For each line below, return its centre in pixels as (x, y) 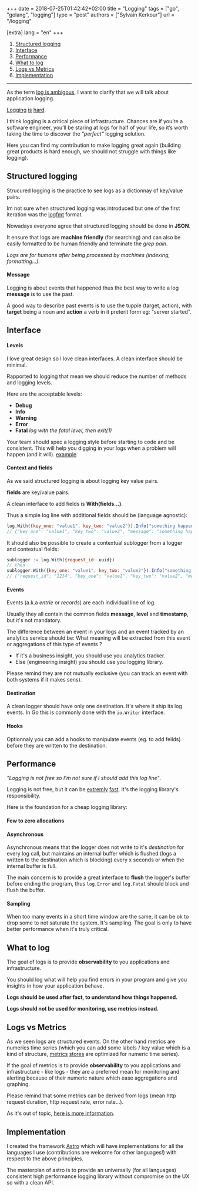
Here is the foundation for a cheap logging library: (67, 807)
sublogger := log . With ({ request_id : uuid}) (61, 560)
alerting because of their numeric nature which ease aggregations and (92, 1078)
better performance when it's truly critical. (58, 929)
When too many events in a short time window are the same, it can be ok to (98, 917)
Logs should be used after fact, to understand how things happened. (92, 997)
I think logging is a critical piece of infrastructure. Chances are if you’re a (95, 121)
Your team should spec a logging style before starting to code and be (91, 442)
